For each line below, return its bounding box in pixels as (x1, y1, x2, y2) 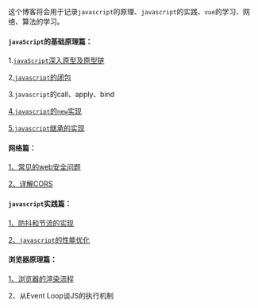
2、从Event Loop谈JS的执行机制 (8, 290, 114, 300)
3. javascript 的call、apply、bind (8, 90, 115, 99)
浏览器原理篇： (8, 255, 57, 264)
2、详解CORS (8, 179, 53, 189)
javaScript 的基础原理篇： (8, 37, 93, 46)
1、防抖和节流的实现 (8, 218, 74, 228)
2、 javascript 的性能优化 (8, 235, 90, 244)
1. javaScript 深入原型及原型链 (8, 56, 105, 65)
